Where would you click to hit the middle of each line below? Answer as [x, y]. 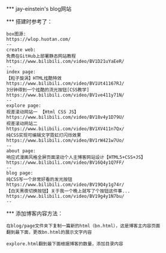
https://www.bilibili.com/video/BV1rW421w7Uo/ [65, 140]
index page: [21, 72]
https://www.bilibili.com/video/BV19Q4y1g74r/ [65, 185]
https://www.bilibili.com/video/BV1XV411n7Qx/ [65, 129]
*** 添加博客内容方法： [34, 213]
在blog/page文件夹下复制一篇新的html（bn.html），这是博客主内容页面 [83, 226]
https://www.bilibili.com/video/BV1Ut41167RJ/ [65, 83]
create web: [21, 50]
